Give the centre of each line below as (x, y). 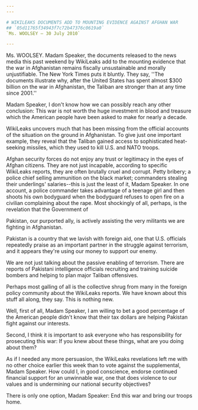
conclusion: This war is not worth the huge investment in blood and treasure (99, 111)
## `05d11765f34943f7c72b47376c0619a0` (55, 28)
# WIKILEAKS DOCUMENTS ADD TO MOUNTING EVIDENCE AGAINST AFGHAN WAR (92, 22)
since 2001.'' (22, 93)
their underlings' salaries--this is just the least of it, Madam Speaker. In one (98, 184)
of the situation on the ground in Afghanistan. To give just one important (94, 135)
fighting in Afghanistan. (35, 227)
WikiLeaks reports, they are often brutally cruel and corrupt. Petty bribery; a (98, 172)
